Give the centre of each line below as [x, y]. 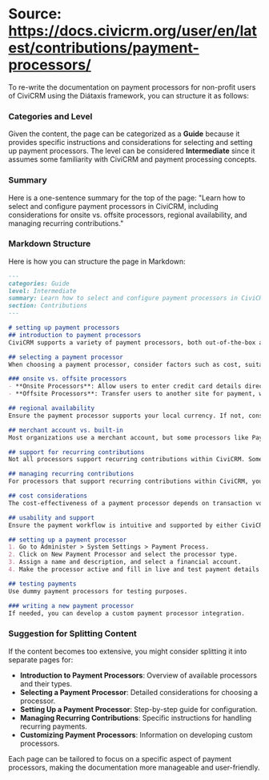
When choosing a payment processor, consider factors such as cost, [125, 364]
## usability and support [51, 517]
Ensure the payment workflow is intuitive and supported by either [123, 525]
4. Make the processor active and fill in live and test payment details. [136, 569]
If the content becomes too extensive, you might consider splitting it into [128, 651]
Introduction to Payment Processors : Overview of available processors [139, 675]
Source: [35, 14]
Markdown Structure [50, 243]
